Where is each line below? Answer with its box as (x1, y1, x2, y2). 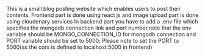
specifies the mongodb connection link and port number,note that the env (6, 24, 192, 31)
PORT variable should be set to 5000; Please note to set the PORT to (6, 37, 179, 44)
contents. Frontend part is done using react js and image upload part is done (6, 11, 199, 19)
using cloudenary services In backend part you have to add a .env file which (6, 18, 198, 25)
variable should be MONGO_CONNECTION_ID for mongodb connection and (6, 31, 196, 38)
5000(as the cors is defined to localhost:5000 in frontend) (6, 43, 153, 51)
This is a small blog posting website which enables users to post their (6, 5, 181, 12)
